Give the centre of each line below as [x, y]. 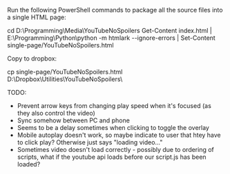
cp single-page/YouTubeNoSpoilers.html [65, 72]
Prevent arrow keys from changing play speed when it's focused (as [114, 106]
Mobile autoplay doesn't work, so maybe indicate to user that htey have [119, 135]
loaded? [29, 164]
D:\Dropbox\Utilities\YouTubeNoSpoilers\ [65, 79]
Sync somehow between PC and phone [73, 120]
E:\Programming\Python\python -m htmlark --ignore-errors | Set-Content [111, 38]
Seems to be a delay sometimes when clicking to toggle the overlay [113, 128]
